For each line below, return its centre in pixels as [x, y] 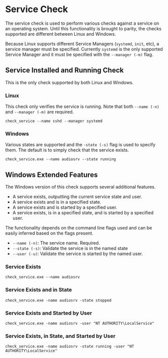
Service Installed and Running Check [65, 70]
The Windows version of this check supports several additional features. [80, 187]
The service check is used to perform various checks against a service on [82, 23]
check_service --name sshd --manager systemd [54, 121]
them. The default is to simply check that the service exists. [67, 150]
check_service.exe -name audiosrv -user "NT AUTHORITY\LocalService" [80, 324]
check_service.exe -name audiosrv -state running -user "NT [70, 346]
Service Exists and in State [39, 290]
